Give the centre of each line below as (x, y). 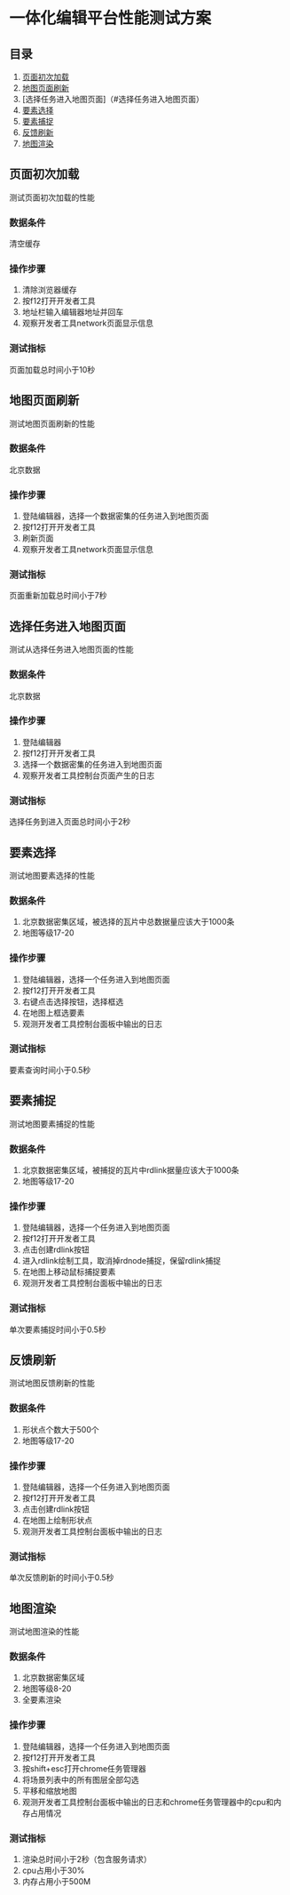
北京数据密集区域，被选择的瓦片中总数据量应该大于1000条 (128, 922)
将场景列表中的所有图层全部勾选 (80, 1779)
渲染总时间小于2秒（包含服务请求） (87, 1859)
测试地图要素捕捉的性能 (52, 1124)
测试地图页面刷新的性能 (52, 423)
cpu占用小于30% (53, 1870)
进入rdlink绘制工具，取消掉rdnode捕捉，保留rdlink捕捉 (121, 1261)
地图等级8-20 (47, 1689)
